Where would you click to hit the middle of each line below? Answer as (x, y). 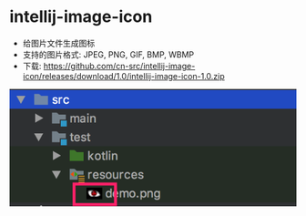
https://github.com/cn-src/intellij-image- (119, 66)
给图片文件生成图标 (59, 43)
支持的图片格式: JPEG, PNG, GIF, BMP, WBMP (108, 54)
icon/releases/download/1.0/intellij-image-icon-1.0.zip (123, 76)
